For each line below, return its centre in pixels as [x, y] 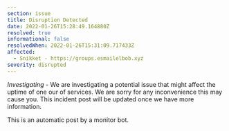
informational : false [38, 39]
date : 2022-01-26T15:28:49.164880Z [58, 26]
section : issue [29, 13]
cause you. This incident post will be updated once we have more [101, 99]
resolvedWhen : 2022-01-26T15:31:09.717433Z [71, 46]
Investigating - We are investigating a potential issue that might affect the [111, 84]
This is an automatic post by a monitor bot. [68, 120]
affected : [21, 52]
